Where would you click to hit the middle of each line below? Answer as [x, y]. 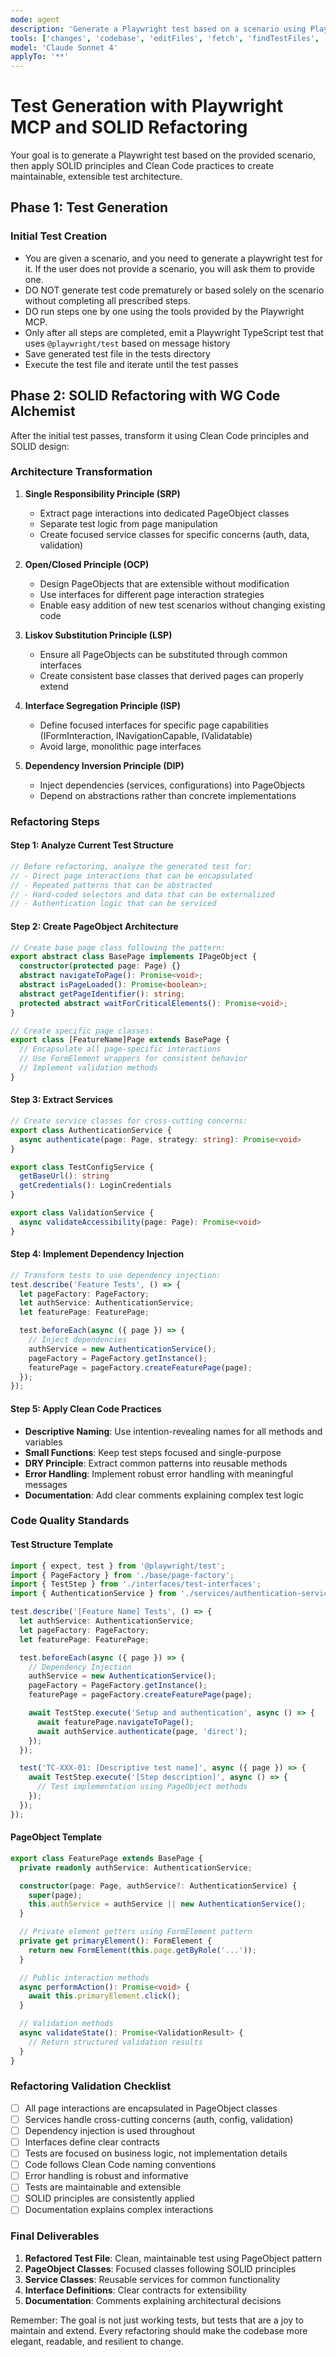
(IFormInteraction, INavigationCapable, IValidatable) [146, 735]
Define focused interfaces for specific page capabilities [154, 725]
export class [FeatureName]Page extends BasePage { [120, 1040]
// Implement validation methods [89, 1068]
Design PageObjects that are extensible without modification [164, 583]
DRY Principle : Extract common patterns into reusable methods [156, 1463]
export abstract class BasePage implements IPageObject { [133, 957]
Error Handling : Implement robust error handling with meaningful [159, 1473]
